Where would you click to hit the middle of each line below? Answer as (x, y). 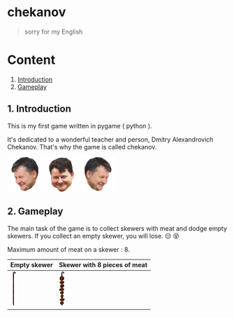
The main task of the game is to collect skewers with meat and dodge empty (117, 228)
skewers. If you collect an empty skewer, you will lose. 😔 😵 (93, 236)
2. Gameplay (35, 211)
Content (31, 60)
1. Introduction (39, 109)
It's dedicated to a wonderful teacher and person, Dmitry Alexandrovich (110, 139)
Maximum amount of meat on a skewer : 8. (69, 249)
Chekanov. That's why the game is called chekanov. (82, 147)
